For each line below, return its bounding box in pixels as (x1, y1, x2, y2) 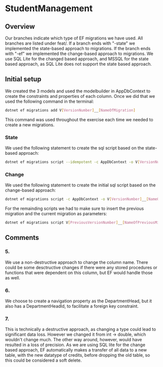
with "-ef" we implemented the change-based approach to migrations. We (5, 51, 154, 56)
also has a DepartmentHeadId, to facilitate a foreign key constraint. (5, 303, 139, 309)
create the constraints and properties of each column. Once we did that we (5, 93, 155, 99)
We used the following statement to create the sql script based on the (5, 145, 145, 151)
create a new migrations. (5, 122, 55, 128)
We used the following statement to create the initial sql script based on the (5, 182, 156, 188)
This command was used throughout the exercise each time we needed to (5, 116, 154, 122)
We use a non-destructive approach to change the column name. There (5, 259, 148, 265)
